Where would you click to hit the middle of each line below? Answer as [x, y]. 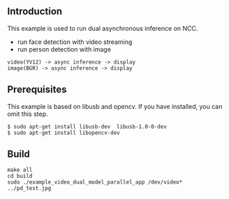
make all [20, 170]
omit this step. [28, 114]
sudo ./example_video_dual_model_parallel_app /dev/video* [95, 182]
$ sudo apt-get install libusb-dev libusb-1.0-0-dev [87, 126]
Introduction [35, 12]
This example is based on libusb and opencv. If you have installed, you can [115, 106]
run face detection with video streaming [75, 42]
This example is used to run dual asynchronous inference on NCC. [103, 28]
